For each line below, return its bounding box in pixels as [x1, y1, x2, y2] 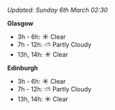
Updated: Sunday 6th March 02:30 [7, 6, 108, 14]
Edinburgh [7, 64, 38, 72]
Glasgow [7, 19, 33, 27]
